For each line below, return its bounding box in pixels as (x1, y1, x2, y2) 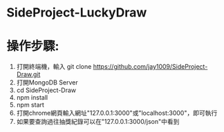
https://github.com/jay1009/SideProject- (93, 63, 208, 71)
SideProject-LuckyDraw (6, 5, 147, 21)
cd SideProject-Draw (16, 86, 77, 94)
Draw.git (16, 70, 41, 78)
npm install (16, 93, 48, 102)
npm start (16, 101, 44, 109)
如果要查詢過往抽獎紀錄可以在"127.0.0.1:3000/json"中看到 (16, 118, 180, 126)
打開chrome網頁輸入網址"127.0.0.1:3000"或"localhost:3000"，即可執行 (16, 109, 218, 118)
